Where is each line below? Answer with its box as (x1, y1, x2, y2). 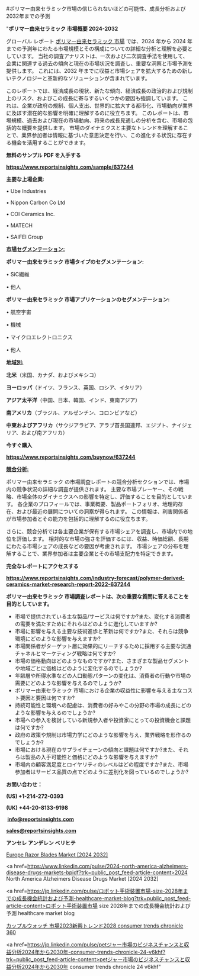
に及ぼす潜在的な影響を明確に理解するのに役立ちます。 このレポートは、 (6, 109, 184, 117)
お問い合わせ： (6, 781, 43, 788)
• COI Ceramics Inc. (6, 211, 55, 217)
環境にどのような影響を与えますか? (14, 635, 101, 642)
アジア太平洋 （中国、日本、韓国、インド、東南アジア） (6, 397, 141, 404)
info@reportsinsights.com (7, 816, 74, 823)
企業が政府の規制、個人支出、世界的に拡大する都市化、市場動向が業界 (21, 102, 193, 109)
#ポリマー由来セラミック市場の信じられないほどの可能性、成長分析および (6, 5, 186, 12)
